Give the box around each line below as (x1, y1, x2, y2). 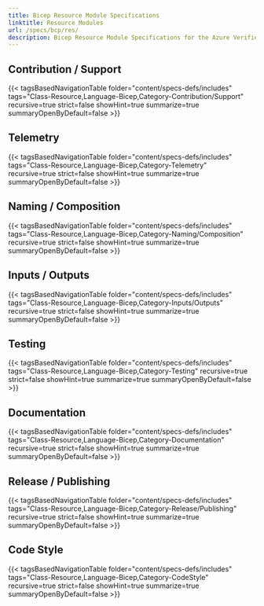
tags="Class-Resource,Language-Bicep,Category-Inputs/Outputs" (8, 298, 224, 307)
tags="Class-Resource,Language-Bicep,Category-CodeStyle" (8, 572, 209, 582)
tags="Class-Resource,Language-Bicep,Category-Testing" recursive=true (8, 366, 248, 376)
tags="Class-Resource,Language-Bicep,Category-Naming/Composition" (8, 229, 244, 238)
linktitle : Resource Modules (8, 19, 104, 27)
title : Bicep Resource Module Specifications (8, 11, 159, 20)
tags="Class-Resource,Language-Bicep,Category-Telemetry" (8, 160, 207, 170)
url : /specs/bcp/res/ (8, 26, 79, 34)
